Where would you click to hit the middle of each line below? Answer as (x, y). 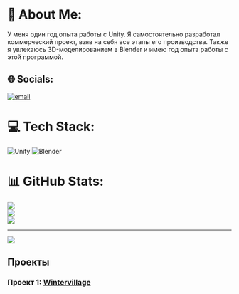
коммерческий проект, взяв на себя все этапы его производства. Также (118, 41)
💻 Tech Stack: (51, 126)
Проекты (28, 262)
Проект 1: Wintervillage (49, 282)
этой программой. (36, 57)
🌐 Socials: (31, 79)
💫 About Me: (45, 15)
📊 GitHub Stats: (56, 181)
